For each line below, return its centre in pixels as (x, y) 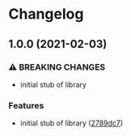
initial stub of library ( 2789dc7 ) (72, 123)
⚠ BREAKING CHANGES (57, 67)
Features (26, 105)
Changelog (46, 14)
